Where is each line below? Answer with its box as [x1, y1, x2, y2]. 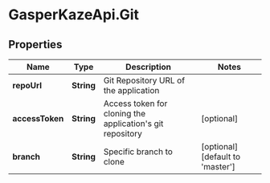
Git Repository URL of [103, 75, 186, 86]
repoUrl [12, 80, 43, 91]
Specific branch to [103, 146, 173, 157]
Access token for [103, 98, 168, 109]
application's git [103, 118, 164, 129]
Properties [8, 38, 63, 51]
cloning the [103, 108, 146, 119]
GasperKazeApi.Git [8, 6, 139, 24]
